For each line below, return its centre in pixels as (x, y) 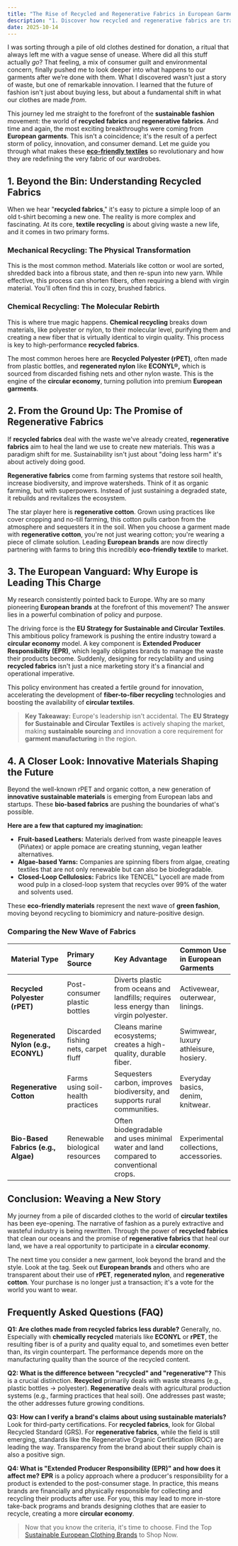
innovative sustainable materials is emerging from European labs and (110, 797)
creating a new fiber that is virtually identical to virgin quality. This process (116, 337)
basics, (192, 1087)
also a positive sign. (36, 1455)
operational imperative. (41, 673)
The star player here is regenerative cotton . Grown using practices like (111, 512)
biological (83, 1147)
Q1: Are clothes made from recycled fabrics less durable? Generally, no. (114, 1329)
